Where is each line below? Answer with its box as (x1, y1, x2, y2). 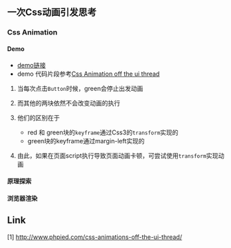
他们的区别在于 (17, 113, 60, 122)
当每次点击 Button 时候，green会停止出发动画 (17, 84, 143, 92)
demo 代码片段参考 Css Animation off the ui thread (17, 70, 160, 78)
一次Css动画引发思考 (7, 6, 97, 19)
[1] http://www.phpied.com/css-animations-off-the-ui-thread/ (7, 233, 183, 241)
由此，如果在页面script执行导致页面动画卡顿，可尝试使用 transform (17, 151, 207, 160)
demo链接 (17, 61, 46, 69)
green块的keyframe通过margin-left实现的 (27, 136, 145, 145)
